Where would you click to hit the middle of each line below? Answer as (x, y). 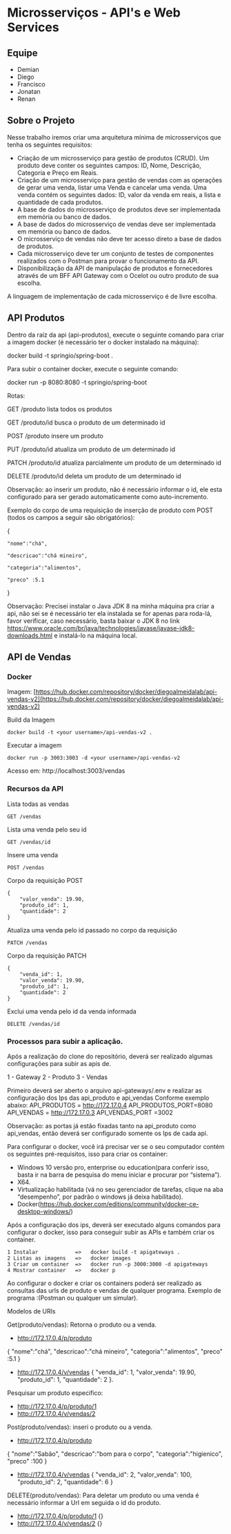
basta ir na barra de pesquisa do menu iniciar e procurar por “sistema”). (119, 1175)
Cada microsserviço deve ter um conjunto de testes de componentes (115, 253)
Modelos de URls (31, 1311)
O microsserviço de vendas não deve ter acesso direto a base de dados (119, 238)
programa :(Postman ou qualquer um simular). (72, 1298)
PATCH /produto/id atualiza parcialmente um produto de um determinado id (114, 462)
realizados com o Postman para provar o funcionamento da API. (108, 261)
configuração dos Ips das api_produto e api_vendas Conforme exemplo (108, 1098)
